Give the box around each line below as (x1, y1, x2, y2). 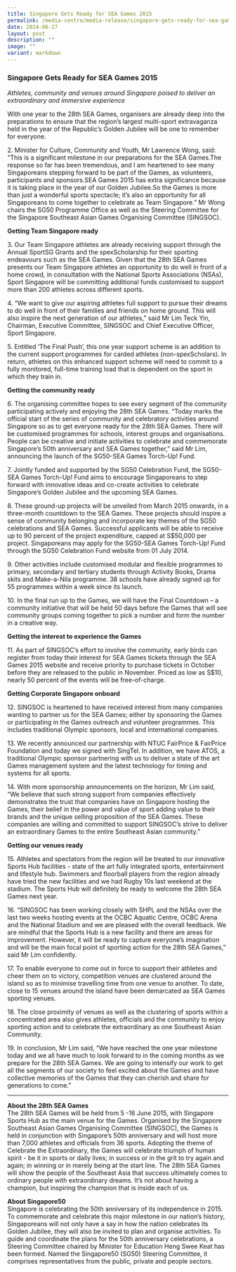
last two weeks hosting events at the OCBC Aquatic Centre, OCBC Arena (7, 913, 218, 922)
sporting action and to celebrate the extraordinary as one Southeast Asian (7, 1023, 221, 1031)
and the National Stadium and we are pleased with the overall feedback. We (7, 921, 227, 929)
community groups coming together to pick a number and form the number (7, 611, 225, 620)
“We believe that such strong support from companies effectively (7, 790, 196, 799)
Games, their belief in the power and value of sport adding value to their (7, 805, 216, 813)
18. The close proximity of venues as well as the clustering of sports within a (7, 1007, 228, 1017)
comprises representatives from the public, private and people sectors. (7, 1257, 213, 1266)
